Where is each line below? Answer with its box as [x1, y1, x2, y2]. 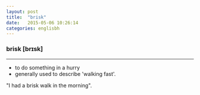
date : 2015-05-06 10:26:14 [6, 20, 79, 26]
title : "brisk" [6, 14, 46, 20]
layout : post [6, 8, 39, 15]
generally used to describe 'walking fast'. [14, 70, 116, 77]
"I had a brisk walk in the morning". [6, 81, 92, 89]
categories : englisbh [6, 25, 60, 31]
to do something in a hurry [14, 64, 80, 71]
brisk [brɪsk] [6, 45, 43, 53]
